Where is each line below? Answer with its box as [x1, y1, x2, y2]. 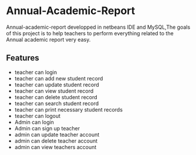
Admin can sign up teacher [14, 124, 80, 132]
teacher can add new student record [14, 75, 103, 82]
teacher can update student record [14, 81, 100, 88]
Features [6, 53, 39, 63]
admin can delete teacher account [14, 137, 98, 144]
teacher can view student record [14, 87, 94, 95]
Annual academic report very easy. [6, 36, 91, 43]
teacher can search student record [14, 100, 99, 107]
